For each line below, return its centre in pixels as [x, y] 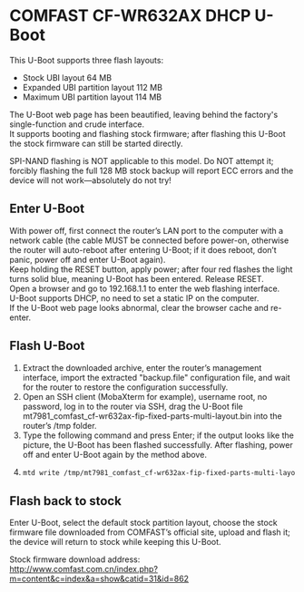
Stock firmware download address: [75, 559]
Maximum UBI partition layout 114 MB [92, 97]
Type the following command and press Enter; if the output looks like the [158, 435]
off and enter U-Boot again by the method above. [114, 454]
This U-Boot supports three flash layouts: [87, 60]
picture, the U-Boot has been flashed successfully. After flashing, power [157, 444]
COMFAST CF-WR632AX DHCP [130, 16]
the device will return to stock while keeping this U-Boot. [115, 542]
